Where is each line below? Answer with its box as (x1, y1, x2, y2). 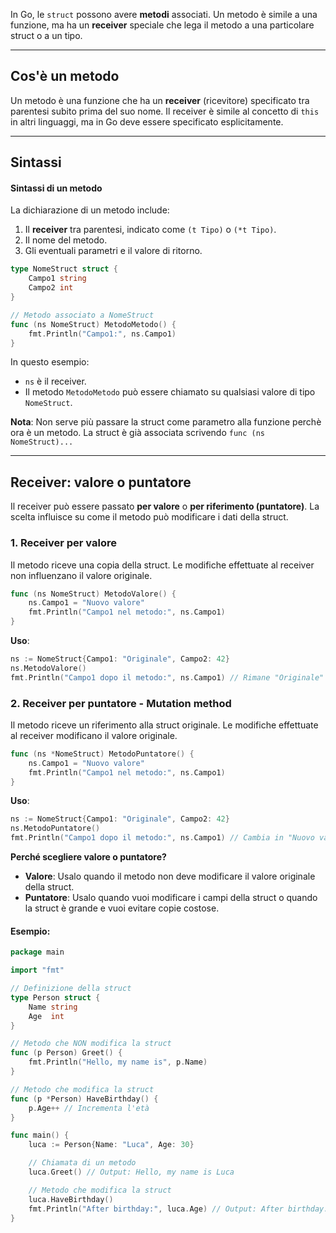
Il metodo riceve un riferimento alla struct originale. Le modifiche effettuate (10, 719, 319, 731)
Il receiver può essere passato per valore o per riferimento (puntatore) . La (10, 500, 320, 513)
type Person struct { (10, 992, 101, 1003)
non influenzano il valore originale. (10, 569, 153, 581)
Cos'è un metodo (10, 68, 120, 85)
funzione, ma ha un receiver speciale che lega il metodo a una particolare (10, 19, 315, 31)
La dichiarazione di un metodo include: (10, 204, 170, 216)
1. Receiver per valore (10, 536, 117, 550)
